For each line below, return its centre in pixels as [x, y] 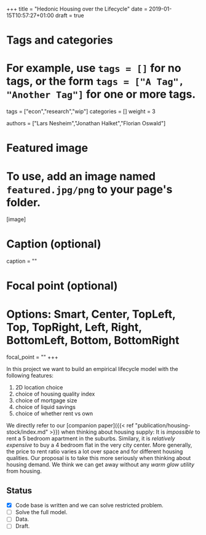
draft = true [69, 15]
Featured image [47, 148]
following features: [30, 376]
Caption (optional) [54, 244]
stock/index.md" [27, 432]
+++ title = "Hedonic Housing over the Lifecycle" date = [77, 9]
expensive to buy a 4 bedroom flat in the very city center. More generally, [99, 445]
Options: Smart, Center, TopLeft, [91, 314]
